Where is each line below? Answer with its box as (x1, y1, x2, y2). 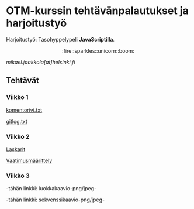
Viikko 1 (6, 93, 29, 101)
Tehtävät (6, 76, 39, 85)
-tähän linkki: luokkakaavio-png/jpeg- (6, 185, 97, 192)
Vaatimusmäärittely (6, 157, 53, 164)
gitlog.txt (6, 118, 28, 125)
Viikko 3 (6, 172, 30, 180)
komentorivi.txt (6, 107, 43, 114)
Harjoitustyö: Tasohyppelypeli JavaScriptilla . (6, 36, 115, 43)
